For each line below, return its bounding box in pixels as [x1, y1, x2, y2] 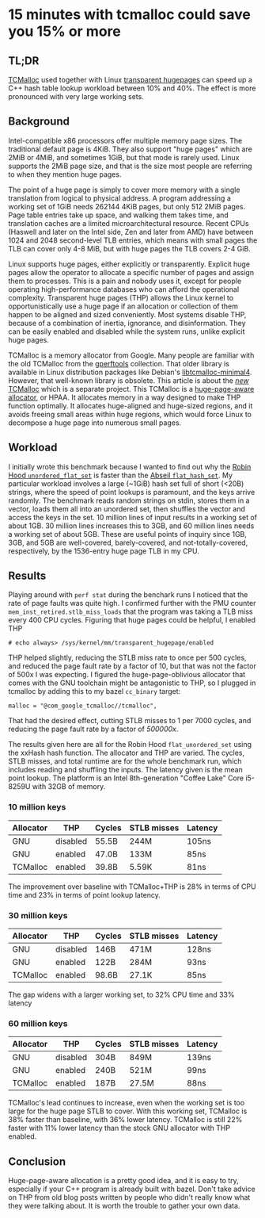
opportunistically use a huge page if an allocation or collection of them [8, 301, 239, 311]
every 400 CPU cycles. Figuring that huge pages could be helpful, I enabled [8, 615, 256, 625]
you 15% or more [8, 22, 121, 40]
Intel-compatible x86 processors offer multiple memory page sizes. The [8, 136, 243, 145]
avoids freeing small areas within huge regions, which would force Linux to [8, 409, 252, 419]
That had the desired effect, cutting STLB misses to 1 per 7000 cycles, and [8, 716, 252, 726]
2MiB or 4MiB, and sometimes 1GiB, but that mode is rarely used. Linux [8, 152, 240, 162]
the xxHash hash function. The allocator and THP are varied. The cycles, [8, 748, 245, 758]
